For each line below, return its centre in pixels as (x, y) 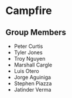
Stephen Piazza (33, 83)
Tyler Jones (28, 52)
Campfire (29, 11)
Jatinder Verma (32, 90)
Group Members (36, 32)
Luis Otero (26, 71)
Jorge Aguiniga (32, 77)
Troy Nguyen (30, 59)
